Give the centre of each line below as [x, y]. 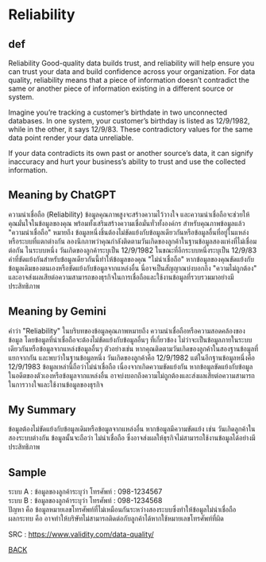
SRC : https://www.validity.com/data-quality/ [81, 534]
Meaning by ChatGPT [62, 195]
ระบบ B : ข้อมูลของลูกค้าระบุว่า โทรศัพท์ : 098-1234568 [85, 501]
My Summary [42, 410]
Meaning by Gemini [57, 312]
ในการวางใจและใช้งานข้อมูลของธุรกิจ [56, 384]
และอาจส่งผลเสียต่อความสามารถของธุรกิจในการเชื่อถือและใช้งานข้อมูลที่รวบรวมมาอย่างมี [121, 277]
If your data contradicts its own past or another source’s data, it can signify [131, 153]
